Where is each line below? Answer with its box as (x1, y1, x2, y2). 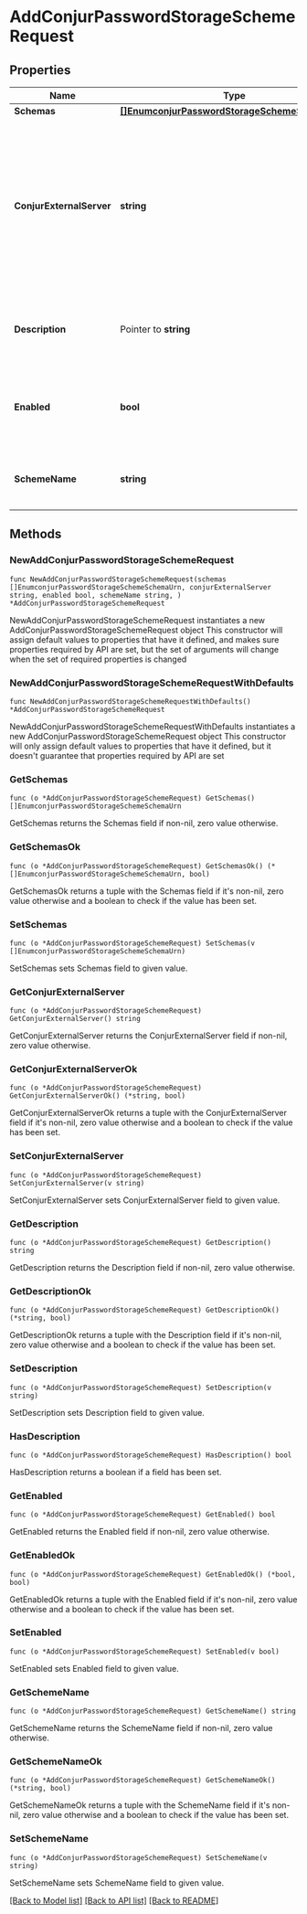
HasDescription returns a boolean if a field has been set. (9, 1466, 222, 1477)
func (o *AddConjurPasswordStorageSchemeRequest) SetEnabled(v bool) (9, 1647, 281, 1656)
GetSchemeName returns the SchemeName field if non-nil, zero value (9, 1723, 273, 1734)
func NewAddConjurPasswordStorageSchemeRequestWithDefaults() (9, 696, 251, 706)
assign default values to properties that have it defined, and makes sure (9, 633, 280, 645)
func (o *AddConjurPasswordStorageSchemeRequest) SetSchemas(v (9, 939, 256, 948)
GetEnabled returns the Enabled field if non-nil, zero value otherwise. (9, 1526, 270, 1537)
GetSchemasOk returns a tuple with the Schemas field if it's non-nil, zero (9, 885, 284, 897)
